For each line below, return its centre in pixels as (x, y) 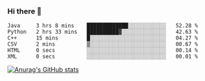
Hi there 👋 (25, 11)
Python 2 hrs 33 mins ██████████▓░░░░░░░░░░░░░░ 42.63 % (103, 32)
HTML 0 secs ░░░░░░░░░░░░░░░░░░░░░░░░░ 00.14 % (103, 51)
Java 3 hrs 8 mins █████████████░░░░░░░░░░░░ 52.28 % (103, 26)
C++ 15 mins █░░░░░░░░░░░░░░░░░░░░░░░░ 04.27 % (103, 38)
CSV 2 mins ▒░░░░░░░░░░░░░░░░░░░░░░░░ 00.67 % (103, 44)
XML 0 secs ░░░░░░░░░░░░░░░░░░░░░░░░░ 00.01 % (103, 57)
